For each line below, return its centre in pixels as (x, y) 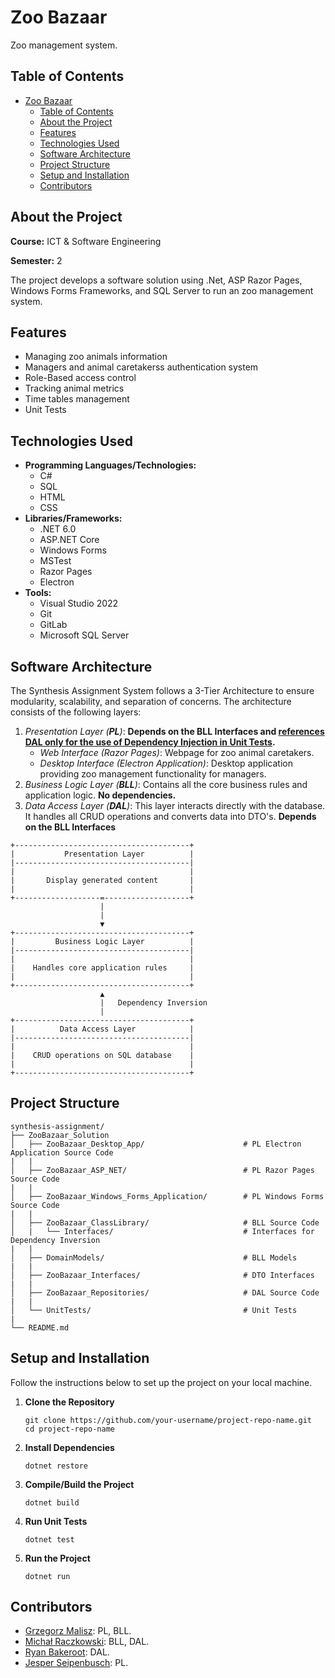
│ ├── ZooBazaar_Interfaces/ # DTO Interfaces (162, 1275)
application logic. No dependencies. (100, 795)
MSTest (55, 561)
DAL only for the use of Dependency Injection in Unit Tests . (150, 742)
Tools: (38, 593)
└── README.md (40, 1327)
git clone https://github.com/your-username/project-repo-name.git (168, 1420)
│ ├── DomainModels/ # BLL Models (154, 1257)
